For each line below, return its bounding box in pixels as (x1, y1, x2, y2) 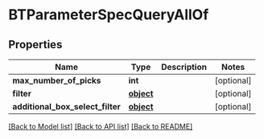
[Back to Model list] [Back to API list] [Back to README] (8, 122, 193, 131)
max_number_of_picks (12, 75, 101, 86)
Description (160, 62, 208, 72)
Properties (8, 38, 63, 51)
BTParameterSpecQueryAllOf (8, 6, 209, 24)
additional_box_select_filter (12, 101, 121, 112)
